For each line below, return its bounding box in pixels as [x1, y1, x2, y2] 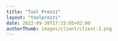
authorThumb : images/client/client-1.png [6, 25, 113, 32]
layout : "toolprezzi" [6, 14, 61, 20]
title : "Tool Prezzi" [6, 8, 61, 15]
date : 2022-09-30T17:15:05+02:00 [6, 20, 91, 26]
